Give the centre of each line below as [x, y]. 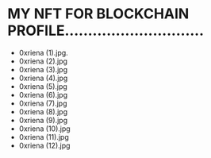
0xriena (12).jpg [44, 145]
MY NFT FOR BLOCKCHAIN [98, 14]
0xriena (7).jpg [43, 103]
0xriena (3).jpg [43, 69]
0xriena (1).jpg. [43, 52]
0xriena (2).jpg [43, 61]
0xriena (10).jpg [44, 129]
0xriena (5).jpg [43, 86]
